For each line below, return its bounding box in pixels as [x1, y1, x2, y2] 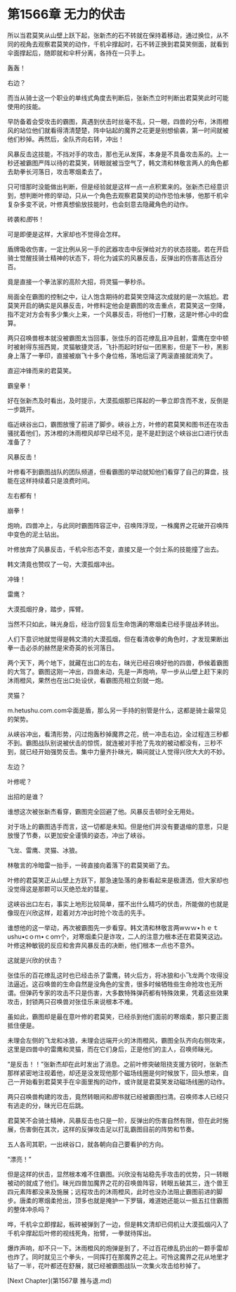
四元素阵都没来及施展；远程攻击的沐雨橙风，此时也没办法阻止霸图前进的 [7, 1187, 216, 1196]
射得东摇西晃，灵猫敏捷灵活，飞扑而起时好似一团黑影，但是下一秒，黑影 [19, 342, 229, 351]
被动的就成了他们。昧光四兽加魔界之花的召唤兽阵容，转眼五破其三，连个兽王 [7, 1179, 229, 1187]
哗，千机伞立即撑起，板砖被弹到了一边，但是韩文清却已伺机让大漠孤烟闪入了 [7, 1219, 229, 1229]
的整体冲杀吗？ [7, 1205, 51, 1213]
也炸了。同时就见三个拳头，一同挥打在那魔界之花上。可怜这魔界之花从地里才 [7, 1253, 229, 1261]
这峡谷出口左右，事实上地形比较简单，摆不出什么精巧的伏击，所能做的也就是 [7, 899, 229, 908]
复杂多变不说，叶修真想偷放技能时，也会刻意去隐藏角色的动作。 [7, 200, 192, 208]
